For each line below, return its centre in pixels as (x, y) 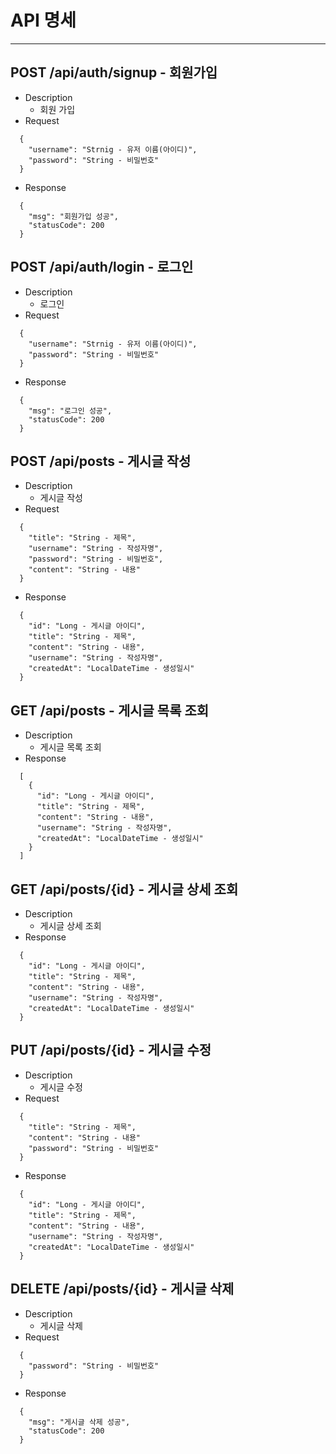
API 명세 (43, 20)
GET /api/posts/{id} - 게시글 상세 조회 (124, 889)
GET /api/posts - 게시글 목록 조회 (110, 710)
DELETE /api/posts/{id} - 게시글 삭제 (122, 1289)
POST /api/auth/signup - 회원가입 (114, 72)
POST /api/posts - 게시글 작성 (101, 461)
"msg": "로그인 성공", (70, 411)
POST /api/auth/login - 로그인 (102, 267)
